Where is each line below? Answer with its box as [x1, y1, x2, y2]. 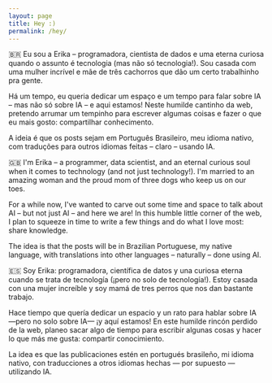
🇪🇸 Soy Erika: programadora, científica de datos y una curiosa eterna [8, 266, 244, 276]
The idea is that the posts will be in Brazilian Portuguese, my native [8, 242, 233, 251]
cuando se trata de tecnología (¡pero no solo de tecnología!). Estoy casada [8, 275, 258, 285]
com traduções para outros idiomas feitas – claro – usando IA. [8, 141, 215, 151]
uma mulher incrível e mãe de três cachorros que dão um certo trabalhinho [8, 67, 260, 77]
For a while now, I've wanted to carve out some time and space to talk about [8, 200, 264, 210]
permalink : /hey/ [8, 27, 67, 35]
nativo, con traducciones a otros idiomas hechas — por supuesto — [8, 359, 235, 368]
